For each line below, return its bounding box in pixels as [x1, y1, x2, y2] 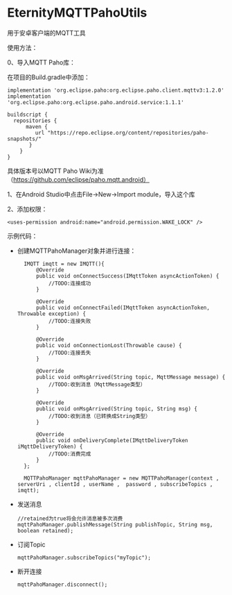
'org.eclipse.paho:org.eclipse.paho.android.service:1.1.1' [7, 99, 185, 106]
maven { [25, 123, 48, 130]
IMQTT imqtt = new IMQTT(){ [24, 260, 105, 267]
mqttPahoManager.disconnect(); [17, 581, 108, 588]
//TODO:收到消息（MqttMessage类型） [48, 380, 146, 388]
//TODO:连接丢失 [48, 349, 91, 356]
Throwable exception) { [17, 310, 87, 317]
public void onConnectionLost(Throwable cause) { [35, 342, 182, 349]
